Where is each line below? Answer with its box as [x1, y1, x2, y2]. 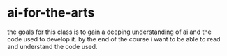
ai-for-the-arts [7, 5, 95, 21]
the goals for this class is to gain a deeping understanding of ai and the [7, 28, 212, 36]
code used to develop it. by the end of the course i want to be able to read [7, 35, 221, 43]
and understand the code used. [7, 42, 98, 50]
